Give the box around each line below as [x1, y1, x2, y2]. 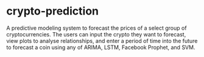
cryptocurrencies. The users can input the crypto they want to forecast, [6, 30, 186, 38]
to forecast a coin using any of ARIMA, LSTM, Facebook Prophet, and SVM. [6, 44, 195, 51]
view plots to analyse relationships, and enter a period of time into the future [6, 37, 198, 44]
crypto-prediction [6, 4, 99, 18]
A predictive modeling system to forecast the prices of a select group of [6, 24, 187, 32]
